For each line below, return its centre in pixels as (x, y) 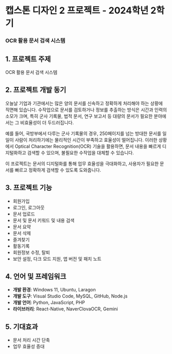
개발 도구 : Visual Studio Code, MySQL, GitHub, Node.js (70, 296)
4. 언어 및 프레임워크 (36, 276)
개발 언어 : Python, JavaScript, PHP (49, 303)
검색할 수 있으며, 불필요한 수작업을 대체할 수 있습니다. (81, 152)
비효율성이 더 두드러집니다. (47, 122)
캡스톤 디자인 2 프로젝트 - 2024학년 (77, 11)
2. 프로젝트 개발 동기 (36, 90)
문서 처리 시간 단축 (31, 340)
